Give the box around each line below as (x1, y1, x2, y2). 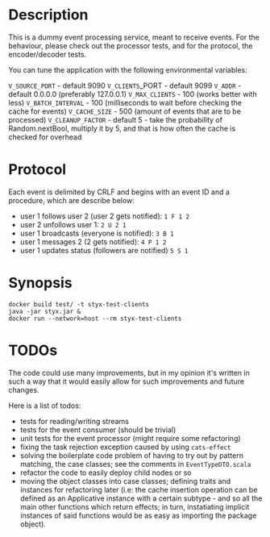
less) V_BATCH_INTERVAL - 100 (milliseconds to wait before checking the (8, 98, 242, 107)
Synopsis (8, 274, 73, 292)
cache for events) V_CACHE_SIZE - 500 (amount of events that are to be (8, 106, 242, 116)
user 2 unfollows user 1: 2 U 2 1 (19, 219, 127, 229)
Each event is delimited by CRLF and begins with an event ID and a (8, 187, 230, 197)
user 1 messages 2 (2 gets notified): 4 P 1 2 (19, 236, 167, 247)
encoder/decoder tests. (8, 49, 87, 59)
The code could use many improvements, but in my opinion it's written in (8, 368, 250, 377)
